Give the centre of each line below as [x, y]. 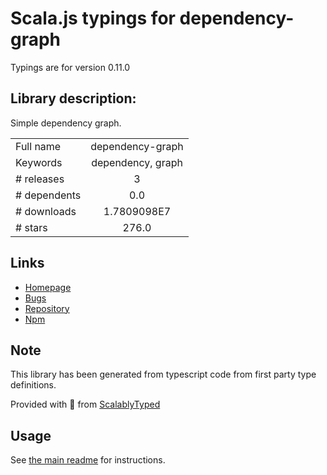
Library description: [73, 98]
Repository [47, 308]
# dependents [48, 195]
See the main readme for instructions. [88, 460]
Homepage [48, 287]
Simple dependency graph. [66, 123]
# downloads [46, 211]
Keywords [39, 162]
